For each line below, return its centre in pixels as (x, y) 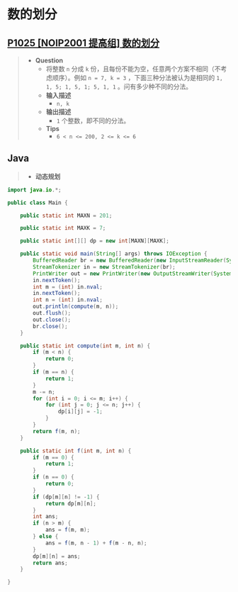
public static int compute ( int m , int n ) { (85, 346)
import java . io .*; (34, 190)
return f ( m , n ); (57, 431)
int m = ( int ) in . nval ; (68, 287)
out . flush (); (52, 313)
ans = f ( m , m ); (68, 530)
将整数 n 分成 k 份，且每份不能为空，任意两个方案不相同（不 (133, 69)
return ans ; (51, 563)
